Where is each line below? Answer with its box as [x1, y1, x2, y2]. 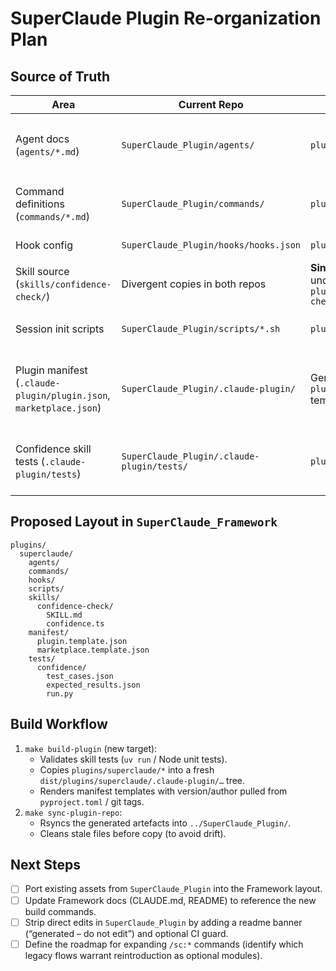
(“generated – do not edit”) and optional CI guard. [24, 927, 229, 939]
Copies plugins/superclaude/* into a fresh [39, 763, 215, 776]
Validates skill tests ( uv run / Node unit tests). [39, 753, 228, 765]
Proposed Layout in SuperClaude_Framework [10, 513, 278, 531]
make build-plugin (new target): [24, 742, 158, 754]
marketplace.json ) [15, 401, 102, 414]
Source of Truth [10, 68, 111, 85]
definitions [15, 197, 65, 211]
